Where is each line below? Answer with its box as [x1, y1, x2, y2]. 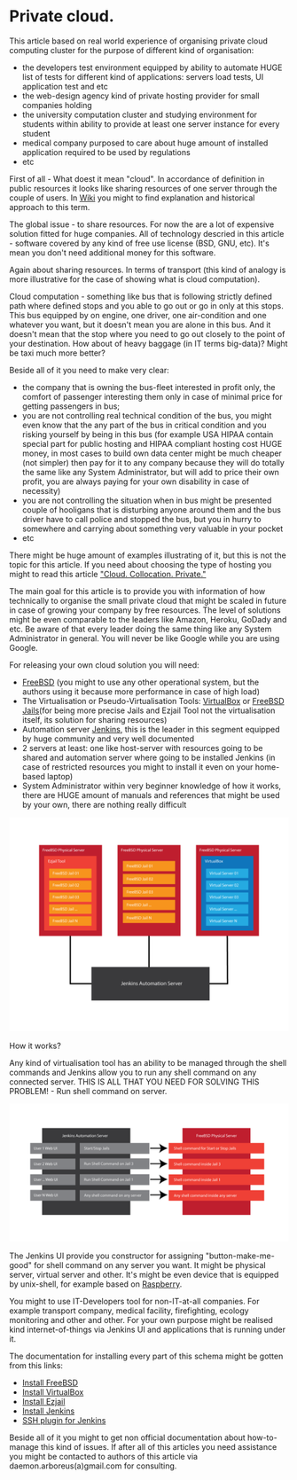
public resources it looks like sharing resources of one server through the [9, 183, 277, 193]
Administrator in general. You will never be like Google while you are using [9, 632, 280, 644]
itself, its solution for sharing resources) [21, 714, 168, 724]
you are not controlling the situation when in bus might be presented [21, 495, 272, 505]
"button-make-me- [205, 1250, 275, 1261]
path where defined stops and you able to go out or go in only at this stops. [9, 300, 284, 311]
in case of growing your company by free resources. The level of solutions [9, 605, 281, 615]
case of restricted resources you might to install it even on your [21, 761, 254, 772]
